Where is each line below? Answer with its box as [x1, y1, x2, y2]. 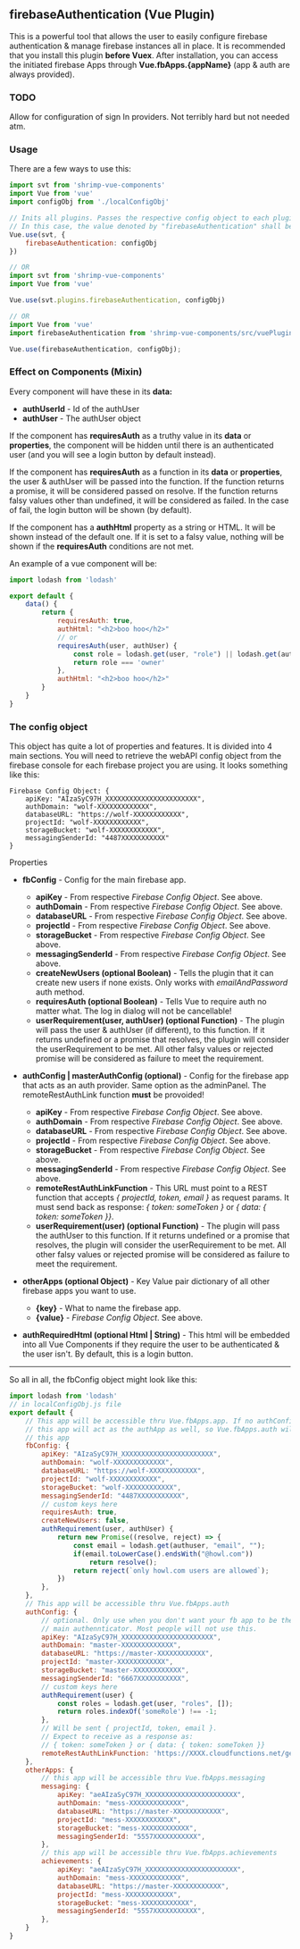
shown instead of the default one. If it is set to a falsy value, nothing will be [9, 531, 284, 542]
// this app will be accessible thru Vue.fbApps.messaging [41, 1774, 266, 1783]
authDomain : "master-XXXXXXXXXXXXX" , [41, 1641, 181, 1650]
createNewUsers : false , [41, 1516, 129, 1525]
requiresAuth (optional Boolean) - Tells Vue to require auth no [35, 996, 267, 1007]
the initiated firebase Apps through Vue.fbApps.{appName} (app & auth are [9, 59, 290, 70]
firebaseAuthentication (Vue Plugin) [9, 7, 216, 22]
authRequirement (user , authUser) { [41, 1525, 174, 1533]
